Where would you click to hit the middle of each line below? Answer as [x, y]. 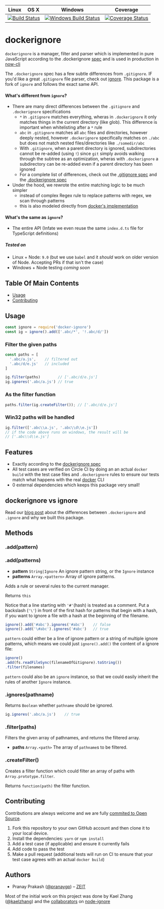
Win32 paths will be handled [40, 417]
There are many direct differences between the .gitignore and [76, 107]
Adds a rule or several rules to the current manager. [57, 586]
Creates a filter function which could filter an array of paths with [70, 771]
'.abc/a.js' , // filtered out [44, 359]
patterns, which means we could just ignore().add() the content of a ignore [82, 644]
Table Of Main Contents [42, 283]
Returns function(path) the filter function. [48, 786]
